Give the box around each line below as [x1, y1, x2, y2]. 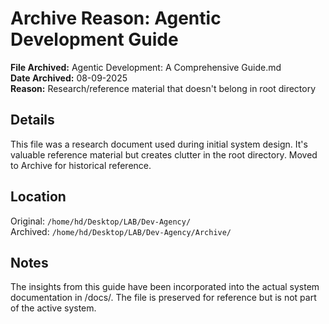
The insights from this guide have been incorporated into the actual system [10, 281, 320, 293]
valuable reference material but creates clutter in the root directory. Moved [10, 148, 318, 161]
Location [10, 188, 67, 206]
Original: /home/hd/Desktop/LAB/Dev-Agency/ [10, 215, 192, 227]
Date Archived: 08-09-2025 [10, 72, 128, 84]
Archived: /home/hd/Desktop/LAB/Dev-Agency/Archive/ [10, 225, 232, 237]
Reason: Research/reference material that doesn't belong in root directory [10, 82, 317, 94]
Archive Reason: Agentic [10, 7, 222, 30]
